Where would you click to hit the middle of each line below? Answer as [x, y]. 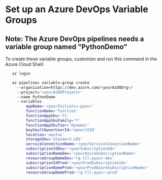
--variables [29, 102]
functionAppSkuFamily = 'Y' [53, 120]
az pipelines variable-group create [51, 83]
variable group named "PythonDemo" [66, 47]
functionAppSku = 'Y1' [47, 116]
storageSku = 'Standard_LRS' [54, 139]
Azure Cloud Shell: [25, 64]
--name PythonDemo [36, 97]
